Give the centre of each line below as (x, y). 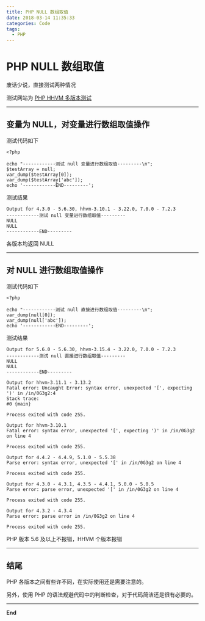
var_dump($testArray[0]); (39, 175)
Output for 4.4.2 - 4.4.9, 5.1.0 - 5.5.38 (61, 457)
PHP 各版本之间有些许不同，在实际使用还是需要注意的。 (77, 581)
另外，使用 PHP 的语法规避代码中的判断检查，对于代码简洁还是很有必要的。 (102, 594)
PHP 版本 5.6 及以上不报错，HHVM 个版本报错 (64, 539)
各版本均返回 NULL (30, 243)
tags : (13, 29)
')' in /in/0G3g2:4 (31, 393)
